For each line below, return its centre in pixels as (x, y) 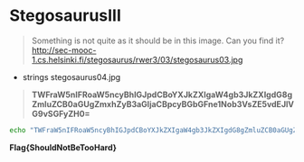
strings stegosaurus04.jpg (71, 76)
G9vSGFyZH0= (61, 113)
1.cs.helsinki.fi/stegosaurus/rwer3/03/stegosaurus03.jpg (137, 59)
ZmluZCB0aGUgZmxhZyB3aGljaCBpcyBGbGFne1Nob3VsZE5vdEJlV (163, 103)
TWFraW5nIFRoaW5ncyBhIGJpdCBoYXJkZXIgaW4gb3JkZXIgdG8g (161, 94)
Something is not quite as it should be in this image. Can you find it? (158, 40)
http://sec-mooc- (64, 49)
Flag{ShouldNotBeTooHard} (63, 147)
